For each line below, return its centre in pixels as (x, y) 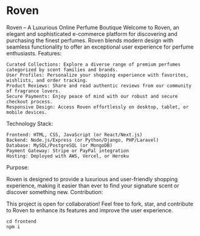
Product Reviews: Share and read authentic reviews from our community (99, 86)
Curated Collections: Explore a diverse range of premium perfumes (94, 64)
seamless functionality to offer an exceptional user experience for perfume (100, 47)
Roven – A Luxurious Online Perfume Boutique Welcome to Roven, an (93, 27)
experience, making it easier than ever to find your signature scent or (93, 186)
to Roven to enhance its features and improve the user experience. (90, 210)
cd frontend (21, 221)
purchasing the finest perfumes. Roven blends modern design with (90, 40)
